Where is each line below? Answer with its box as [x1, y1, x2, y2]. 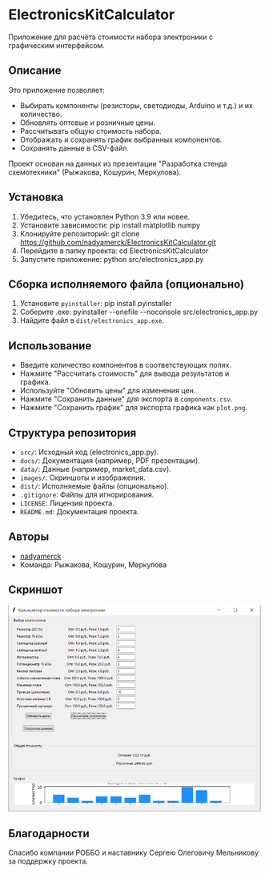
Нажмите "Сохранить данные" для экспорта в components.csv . [19, 394, 233, 404]
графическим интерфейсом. [8, 40, 106, 50]
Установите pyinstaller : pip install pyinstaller [19, 299, 172, 308]
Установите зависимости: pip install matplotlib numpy [19, 220, 201, 230]
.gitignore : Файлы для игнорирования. [19, 490, 155, 499]
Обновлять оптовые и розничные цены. [19, 118, 156, 127]
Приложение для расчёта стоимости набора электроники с [8, 32, 214, 42]
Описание [8, 64, 62, 78]
